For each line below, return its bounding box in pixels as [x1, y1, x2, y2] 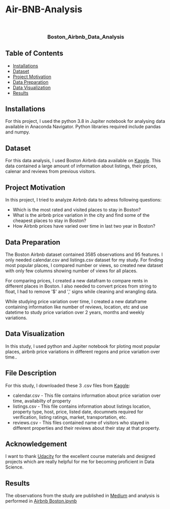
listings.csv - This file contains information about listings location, [12, 403, 151, 409]
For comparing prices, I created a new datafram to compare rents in [5, 277, 148, 283]
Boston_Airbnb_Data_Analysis [47, 33, 125, 40]
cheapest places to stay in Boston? [12, 217, 87, 224]
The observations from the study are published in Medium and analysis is [5, 493, 160, 499]
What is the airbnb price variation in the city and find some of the [12, 212, 150, 218]
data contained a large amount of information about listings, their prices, [5, 163, 157, 169]
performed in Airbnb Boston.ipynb [5, 498, 77, 504]
